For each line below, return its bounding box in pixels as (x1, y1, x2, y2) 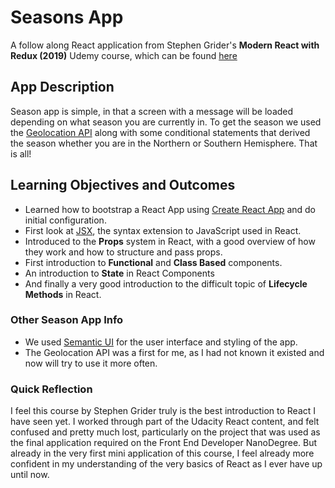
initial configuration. (24, 214, 107, 226)
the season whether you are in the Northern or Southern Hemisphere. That (10, 137, 318, 149)
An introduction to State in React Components (24, 267, 215, 279)
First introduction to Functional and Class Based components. (24, 256, 283, 268)
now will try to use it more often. (24, 357, 158, 369)
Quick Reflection (10, 382, 93, 396)
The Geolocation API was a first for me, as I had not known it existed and (24, 346, 325, 358)
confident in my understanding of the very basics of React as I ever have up (10, 458, 323, 470)
